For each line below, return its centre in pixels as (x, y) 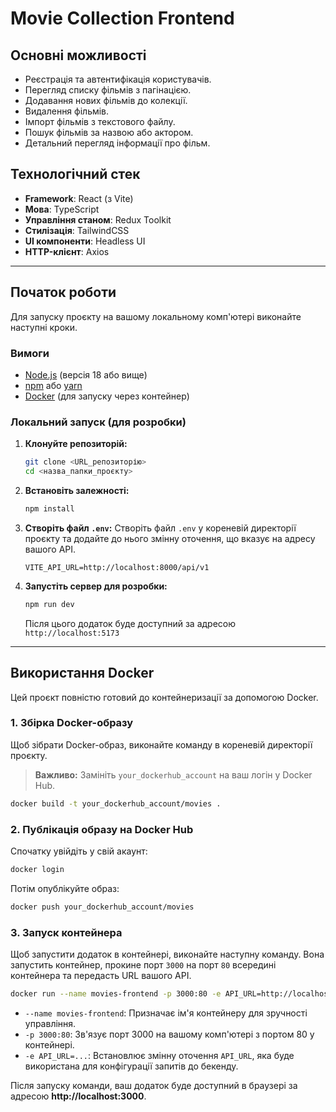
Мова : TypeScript (62, 209)
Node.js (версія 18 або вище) (86, 374)
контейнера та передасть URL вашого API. (101, 976)
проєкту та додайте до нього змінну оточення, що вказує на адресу (170, 538)
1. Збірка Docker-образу (72, 723)
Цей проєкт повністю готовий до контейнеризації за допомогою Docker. (164, 697)
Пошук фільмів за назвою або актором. (109, 132)
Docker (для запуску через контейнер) (107, 396)
